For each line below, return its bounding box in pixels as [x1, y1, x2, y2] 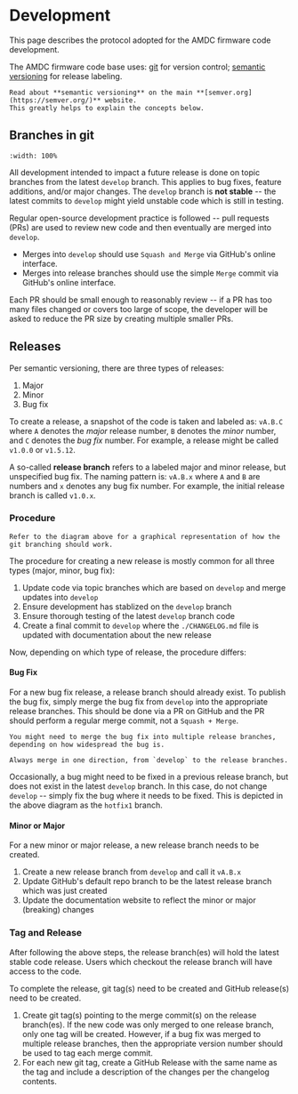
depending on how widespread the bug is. [9, 740, 165, 750]
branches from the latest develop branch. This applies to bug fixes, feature [9, 176, 282, 187]
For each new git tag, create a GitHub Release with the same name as [21, 1057, 278, 1067]
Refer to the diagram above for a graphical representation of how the [9, 532, 280, 541]
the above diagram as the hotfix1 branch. [9, 800, 163, 810]
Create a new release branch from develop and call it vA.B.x [21, 866, 242, 877]
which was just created [21, 886, 108, 897]
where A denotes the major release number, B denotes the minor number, [9, 425, 277, 436]
